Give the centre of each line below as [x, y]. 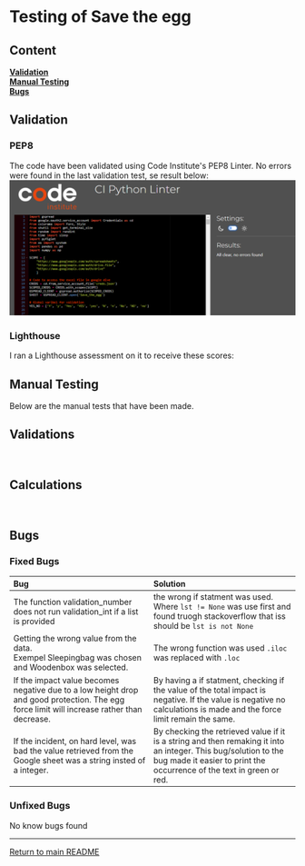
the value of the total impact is [209, 690]
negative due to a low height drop [76, 690]
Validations [42, 435]
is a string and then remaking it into [219, 741]
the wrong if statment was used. [213, 597]
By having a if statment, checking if [219, 680]
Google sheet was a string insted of [79, 760]
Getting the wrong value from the [75, 639]
